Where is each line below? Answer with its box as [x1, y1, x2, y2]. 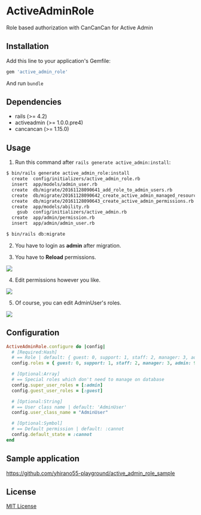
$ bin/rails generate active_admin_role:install [6, 170, 130, 176]
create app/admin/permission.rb [11, 215, 95, 221]
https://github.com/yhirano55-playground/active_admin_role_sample [6, 470, 175, 477]
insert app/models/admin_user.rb [11, 181, 98, 187]
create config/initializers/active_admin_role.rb [11, 176, 141, 182]
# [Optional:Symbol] [11, 420, 63, 426]
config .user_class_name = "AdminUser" [11, 410, 109, 416]
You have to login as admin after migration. [14, 242, 121, 249]
